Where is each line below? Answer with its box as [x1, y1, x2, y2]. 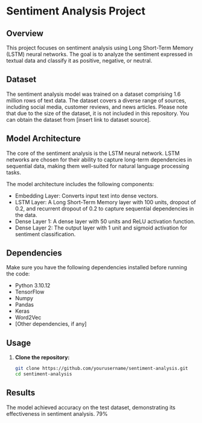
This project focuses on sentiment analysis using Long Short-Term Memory [6, 44, 194, 51]
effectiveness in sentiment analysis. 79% [6, 410, 108, 417]
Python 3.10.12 [14, 282, 51, 289]
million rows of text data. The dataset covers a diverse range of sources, [6, 96, 187, 104]
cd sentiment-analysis [14, 371, 72, 377]
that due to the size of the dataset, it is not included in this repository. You [6, 110, 190, 117]
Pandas [14, 301, 34, 309]
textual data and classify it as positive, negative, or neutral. [6, 57, 153, 64]
